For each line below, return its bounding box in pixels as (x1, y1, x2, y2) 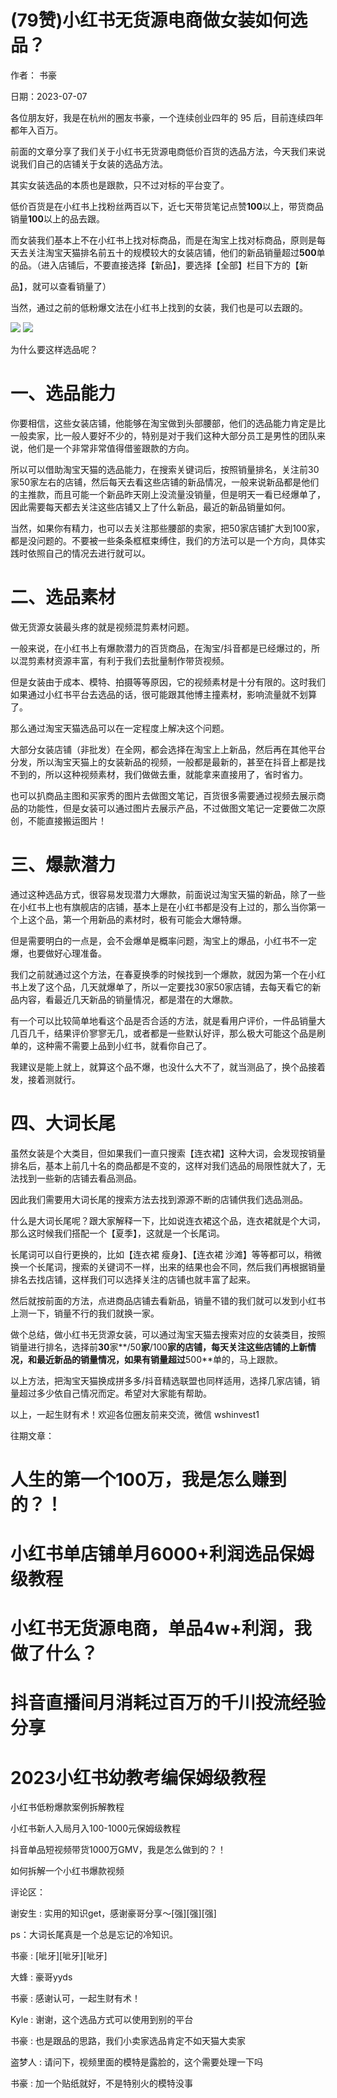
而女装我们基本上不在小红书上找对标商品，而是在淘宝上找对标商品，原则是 (10, 234, 317, 246)
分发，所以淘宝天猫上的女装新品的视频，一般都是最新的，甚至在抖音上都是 (10, 756, 317, 768)
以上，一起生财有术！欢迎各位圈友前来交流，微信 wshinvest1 (10, 1408, 260, 1420)
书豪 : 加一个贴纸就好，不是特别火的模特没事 (10, 2077, 193, 2090)
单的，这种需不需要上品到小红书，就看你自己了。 (10, 1039, 212, 1051)
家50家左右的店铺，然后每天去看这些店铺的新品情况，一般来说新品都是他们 (10, 476, 320, 488)
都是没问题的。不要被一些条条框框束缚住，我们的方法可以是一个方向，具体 (10, 534, 317, 546)
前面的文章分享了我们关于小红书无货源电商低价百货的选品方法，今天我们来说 (10, 145, 326, 157)
